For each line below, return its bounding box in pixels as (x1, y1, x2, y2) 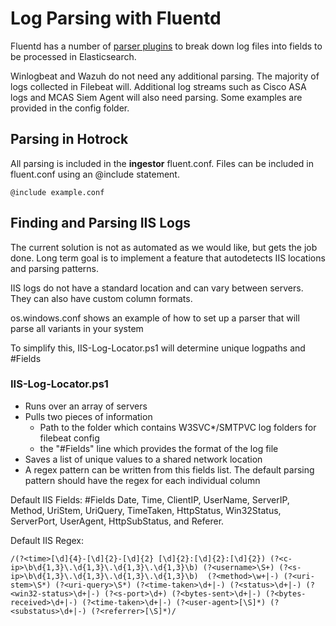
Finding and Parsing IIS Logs (10, 215, 191, 232)
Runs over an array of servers (24, 400, 148, 412)
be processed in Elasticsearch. (10, 50, 137, 62)
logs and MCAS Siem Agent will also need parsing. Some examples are (10, 91, 303, 103)
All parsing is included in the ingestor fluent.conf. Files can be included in (10, 157, 314, 169)
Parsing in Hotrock (10, 131, 129, 148)
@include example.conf (10, 187, 105, 197)
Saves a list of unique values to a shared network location (24, 453, 263, 465)
